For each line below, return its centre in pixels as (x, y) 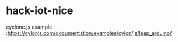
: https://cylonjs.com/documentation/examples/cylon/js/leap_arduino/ (89, 33)
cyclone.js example (29, 27)
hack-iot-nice (40, 11)
